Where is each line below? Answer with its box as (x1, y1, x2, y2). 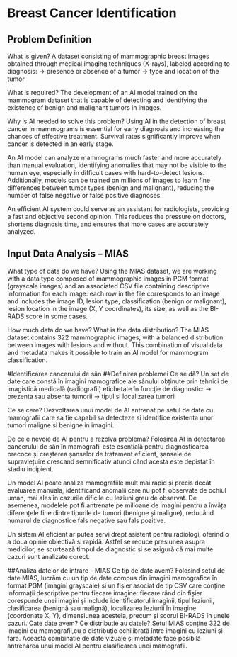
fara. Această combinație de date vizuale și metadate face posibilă (7, 634, 202, 642)
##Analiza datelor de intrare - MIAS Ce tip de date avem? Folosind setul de (7, 566, 225, 575)
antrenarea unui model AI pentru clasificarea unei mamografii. (7, 641, 187, 650)
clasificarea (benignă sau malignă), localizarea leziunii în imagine (7, 604, 197, 612)
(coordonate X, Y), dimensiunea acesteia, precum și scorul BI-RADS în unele (7, 611, 230, 619)
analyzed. (7, 228, 36, 235)
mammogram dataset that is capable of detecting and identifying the (7, 96, 207, 104)
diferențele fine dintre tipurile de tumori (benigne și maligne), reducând (7, 508, 214, 517)
